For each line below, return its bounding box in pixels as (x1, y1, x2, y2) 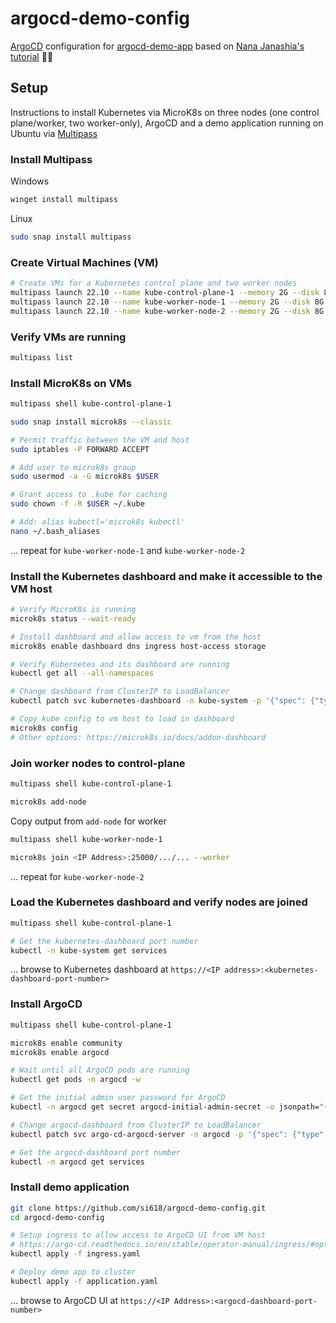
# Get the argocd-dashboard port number (10, 1147, 182, 1157)
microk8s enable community (10, 1038, 123, 1048)
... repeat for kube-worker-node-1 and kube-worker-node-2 (10, 544, 246, 556)
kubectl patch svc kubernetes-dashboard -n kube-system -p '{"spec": (10, 696, 307, 706)
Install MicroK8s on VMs (10, 376, 133, 390)
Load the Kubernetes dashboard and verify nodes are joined (10, 895, 308, 909)
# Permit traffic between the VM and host (10, 435, 190, 445)
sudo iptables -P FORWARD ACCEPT (10, 444, 150, 454)
